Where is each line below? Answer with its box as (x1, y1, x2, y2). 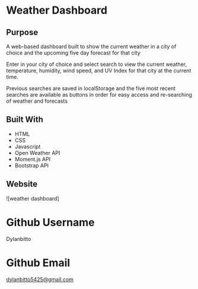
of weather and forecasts (6, 97, 68, 104)
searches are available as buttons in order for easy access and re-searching (6, 91, 193, 98)
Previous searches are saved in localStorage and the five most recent (6, 85, 176, 92)
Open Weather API (14, 149, 60, 156)
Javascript (14, 143, 41, 150)
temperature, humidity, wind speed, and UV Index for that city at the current (6, 67, 191, 74)
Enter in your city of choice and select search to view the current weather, (6, 61, 187, 68)
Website (6, 179, 37, 189)
